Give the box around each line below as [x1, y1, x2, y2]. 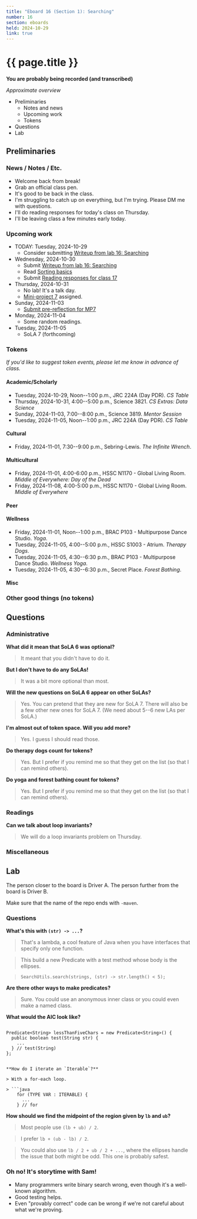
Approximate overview [6, 87, 61, 94]
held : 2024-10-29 [6, 25, 49, 31]
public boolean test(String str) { [11, 1035, 99, 1041]
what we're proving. [14, 1206, 64, 1213]
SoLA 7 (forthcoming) [23, 331, 76, 338]
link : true [6, 31, 33, 36]
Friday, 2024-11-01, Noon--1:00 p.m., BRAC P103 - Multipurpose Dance [14, 528, 187, 536]
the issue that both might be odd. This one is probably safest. [20, 1153, 169, 1160]
